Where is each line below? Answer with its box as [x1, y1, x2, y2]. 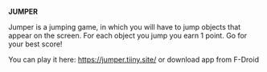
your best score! [8, 39, 63, 49]
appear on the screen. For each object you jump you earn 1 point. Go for [8, 31, 248, 40]
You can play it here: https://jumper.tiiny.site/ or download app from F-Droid [8, 55, 260, 64]
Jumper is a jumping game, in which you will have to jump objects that [8, 22, 241, 31]
